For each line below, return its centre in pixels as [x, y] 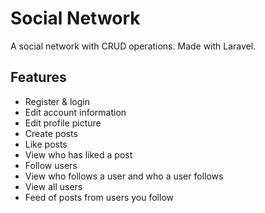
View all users [53, 186]
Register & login [57, 101]
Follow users [51, 165]
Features [38, 77]
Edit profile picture [63, 123]
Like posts [46, 144]
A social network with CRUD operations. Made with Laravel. [133, 46]
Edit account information [75, 112]
